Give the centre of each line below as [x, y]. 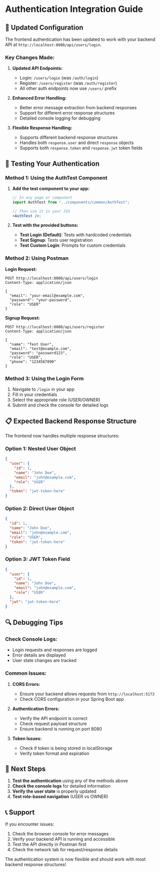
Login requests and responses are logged [55, 650]
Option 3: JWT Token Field [38, 559]
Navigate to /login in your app [43, 389]
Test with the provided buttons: [45, 225]
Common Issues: [26, 673]
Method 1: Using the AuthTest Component [56, 178]
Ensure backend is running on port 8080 [61, 729]
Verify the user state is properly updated [54, 791]
